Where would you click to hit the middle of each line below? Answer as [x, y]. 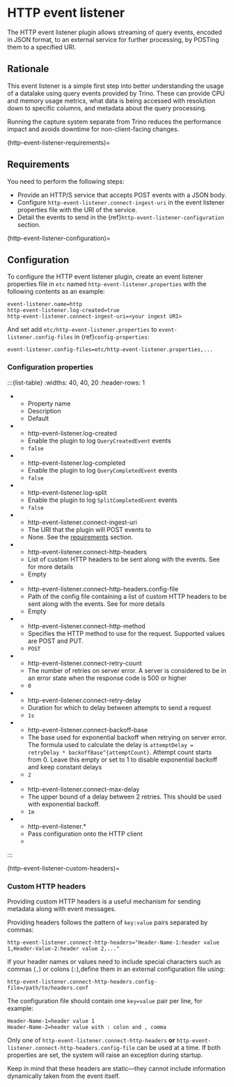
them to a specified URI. [42, 47]
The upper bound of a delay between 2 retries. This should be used [124, 797]
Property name [49, 404]
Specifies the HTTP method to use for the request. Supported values [126, 633]
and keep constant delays [65, 767]
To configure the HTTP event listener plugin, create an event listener [105, 276]
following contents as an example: [56, 292]
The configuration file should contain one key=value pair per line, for [105, 1000]
